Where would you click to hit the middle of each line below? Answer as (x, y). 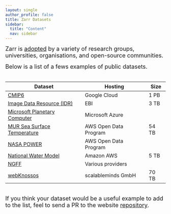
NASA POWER (25, 144)
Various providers (106, 164)
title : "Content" (28, 29)
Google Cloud (101, 95)
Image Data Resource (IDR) (40, 103)
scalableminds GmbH (110, 175)
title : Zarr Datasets (28, 19)
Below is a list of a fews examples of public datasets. (76, 67)
